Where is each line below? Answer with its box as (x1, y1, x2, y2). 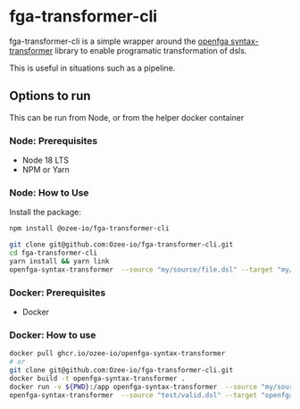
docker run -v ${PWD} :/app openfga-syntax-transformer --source (9, 382, 257, 391)
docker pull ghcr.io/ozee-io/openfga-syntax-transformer (9, 349, 226, 358)
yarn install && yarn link (9, 256, 110, 265)
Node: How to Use (9, 186, 89, 198)
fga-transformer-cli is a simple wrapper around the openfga (9, 36, 229, 46)
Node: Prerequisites (9, 134, 98, 146)
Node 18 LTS (21, 154, 70, 166)
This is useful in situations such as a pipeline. (9, 63, 176, 73)
